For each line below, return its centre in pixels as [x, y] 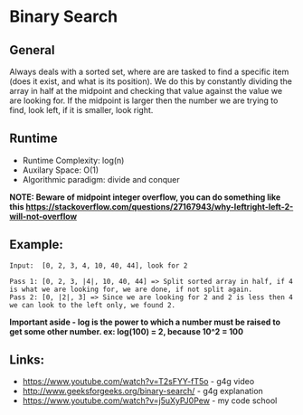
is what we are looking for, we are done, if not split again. [131, 289]
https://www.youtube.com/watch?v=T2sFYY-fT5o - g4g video [138, 382]
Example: [36, 245]
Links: [27, 360]
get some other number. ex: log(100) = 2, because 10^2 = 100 [127, 331]
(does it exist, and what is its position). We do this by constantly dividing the [151, 81]
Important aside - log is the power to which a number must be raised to [145, 322]
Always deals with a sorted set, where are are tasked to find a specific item [149, 71]
